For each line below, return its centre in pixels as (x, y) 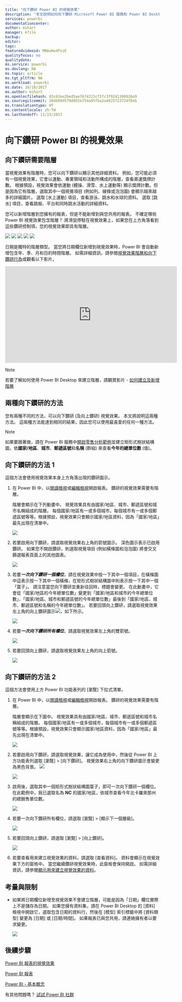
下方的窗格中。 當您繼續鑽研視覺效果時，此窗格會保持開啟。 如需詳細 (87, 864)
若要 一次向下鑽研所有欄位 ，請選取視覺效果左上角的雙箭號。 (72, 631)
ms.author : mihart (24, 92)
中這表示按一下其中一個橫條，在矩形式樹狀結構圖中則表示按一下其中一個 (85, 581)
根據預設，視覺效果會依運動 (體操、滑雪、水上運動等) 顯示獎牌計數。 (84, 185)
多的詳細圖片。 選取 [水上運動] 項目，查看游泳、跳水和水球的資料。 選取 (78, 197)
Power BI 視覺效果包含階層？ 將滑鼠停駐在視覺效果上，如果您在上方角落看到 (82, 220)
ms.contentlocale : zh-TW (30, 110)
